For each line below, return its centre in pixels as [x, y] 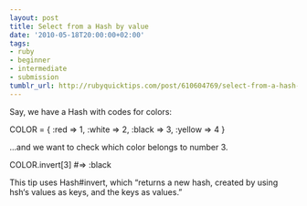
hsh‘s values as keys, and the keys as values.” [96, 191]
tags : [20, 43]
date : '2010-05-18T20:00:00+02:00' [77, 35]
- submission [34, 77]
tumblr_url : [32, 86]
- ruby [22, 52]
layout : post [34, 18]
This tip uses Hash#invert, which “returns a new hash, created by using [144, 182]
